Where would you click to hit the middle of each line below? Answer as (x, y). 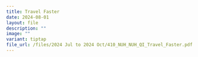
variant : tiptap (26, 39)
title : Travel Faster (33, 12)
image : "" (18, 34)
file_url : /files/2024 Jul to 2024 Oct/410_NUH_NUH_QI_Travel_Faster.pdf (100, 45)
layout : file (22, 23)
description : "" (26, 28)
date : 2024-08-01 (28, 17)
